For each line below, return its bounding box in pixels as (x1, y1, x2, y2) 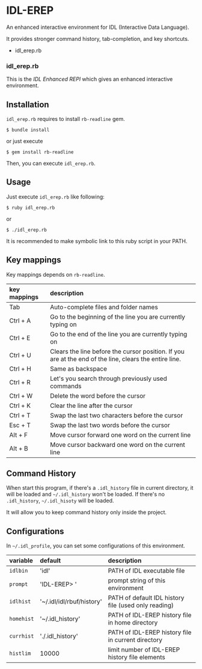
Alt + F (9, 431, 28, 439)
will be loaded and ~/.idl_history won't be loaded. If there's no (6, 491, 165, 498)
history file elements (108, 653, 165, 662)
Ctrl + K (9, 401, 31, 410)
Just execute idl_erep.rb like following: (6, 193, 105, 200)
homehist (9, 615, 34, 623)
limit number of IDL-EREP (108, 646, 180, 654)
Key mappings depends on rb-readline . (6, 271, 105, 278)
